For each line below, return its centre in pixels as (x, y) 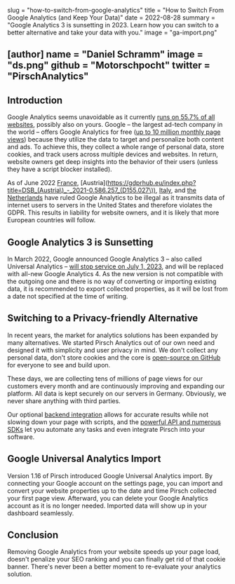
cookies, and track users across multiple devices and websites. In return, (113, 154)
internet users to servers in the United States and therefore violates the (110, 205)
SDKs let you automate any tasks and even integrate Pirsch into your (106, 429)
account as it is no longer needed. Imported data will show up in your (107, 505)
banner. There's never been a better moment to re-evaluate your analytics (114, 566)
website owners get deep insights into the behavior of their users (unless (113, 162)
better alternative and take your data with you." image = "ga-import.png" (112, 32)
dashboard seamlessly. (41, 513)
